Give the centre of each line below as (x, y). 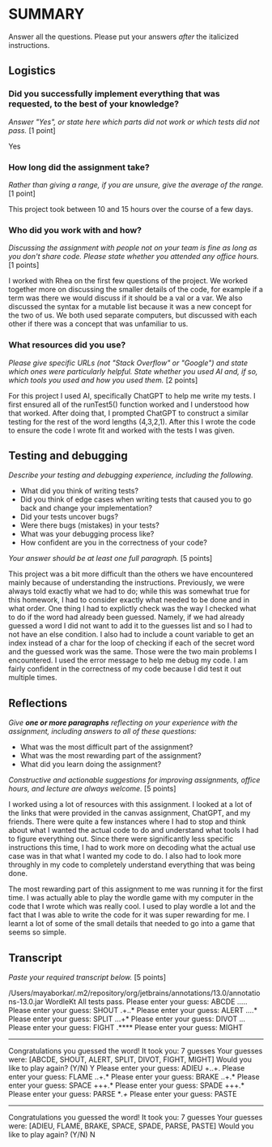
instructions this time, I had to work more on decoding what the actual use (132, 847)
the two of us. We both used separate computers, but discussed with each (133, 315)
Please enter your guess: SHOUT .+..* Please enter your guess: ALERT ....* (133, 1010)
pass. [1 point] (32, 130)
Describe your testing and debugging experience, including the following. (131, 475)
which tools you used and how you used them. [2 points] (103, 380)
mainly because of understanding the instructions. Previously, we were (127, 583)
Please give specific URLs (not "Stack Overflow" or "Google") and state (128, 363)
